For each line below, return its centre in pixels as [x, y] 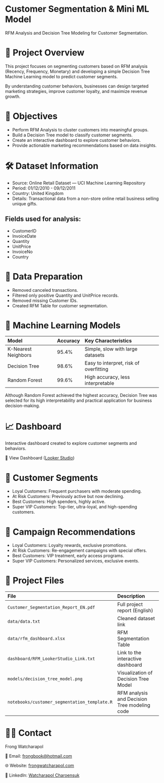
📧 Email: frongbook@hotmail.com [39, 756]
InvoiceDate [24, 236]
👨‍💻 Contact [29, 733]
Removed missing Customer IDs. [45, 300]
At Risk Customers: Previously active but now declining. [68, 497]
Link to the [129, 652]
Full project [130, 605]
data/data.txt [24, 621]
